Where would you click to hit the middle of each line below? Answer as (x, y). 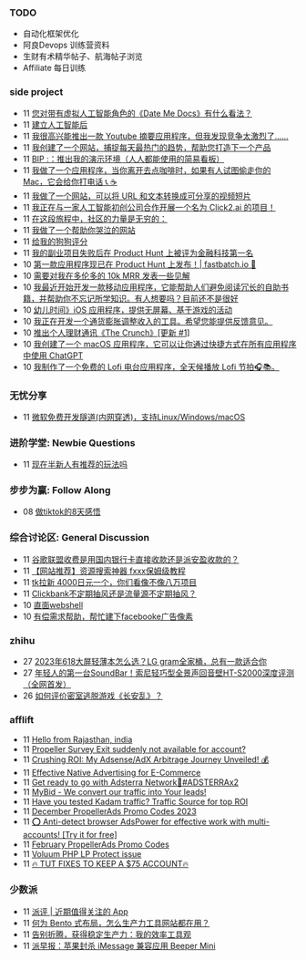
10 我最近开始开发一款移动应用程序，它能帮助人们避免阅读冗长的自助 (152, 287)
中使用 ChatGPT (53, 355)
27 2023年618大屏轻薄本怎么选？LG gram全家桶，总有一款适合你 (144, 662)
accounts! (41, 835)
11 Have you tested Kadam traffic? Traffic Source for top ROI (135, 802)
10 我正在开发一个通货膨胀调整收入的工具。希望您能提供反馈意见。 (148, 321)
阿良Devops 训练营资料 (66, 45)
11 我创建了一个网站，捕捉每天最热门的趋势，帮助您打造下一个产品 (147, 147)
